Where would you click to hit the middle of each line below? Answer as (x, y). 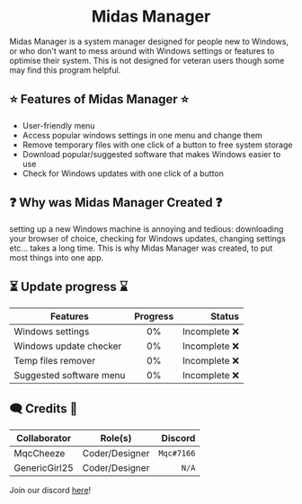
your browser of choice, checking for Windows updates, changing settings (147, 238)
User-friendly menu (59, 125)
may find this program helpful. (65, 70)
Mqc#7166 (177, 454)
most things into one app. (57, 257)
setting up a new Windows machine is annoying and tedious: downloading (147, 229)
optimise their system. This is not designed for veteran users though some (147, 60)
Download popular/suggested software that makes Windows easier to (151, 154)
